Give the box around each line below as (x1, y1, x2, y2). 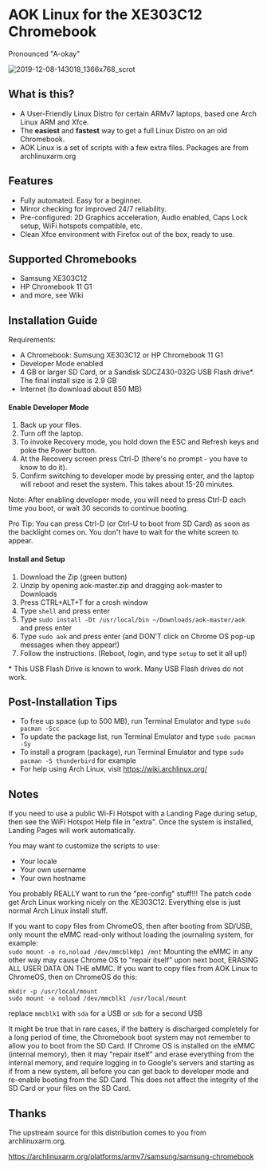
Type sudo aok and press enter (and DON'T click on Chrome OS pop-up (19, 631, 256, 641)
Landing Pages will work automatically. (8, 826, 136, 835)
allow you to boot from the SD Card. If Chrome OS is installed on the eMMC (8, 1041, 256, 1051)
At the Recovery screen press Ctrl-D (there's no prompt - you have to (19, 454, 249, 464)
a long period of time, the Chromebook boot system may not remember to (8, 1033, 251, 1042)
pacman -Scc (19, 725, 60, 733)
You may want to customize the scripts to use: (8, 841, 160, 851)
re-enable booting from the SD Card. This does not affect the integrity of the (8, 1075, 259, 1084)
